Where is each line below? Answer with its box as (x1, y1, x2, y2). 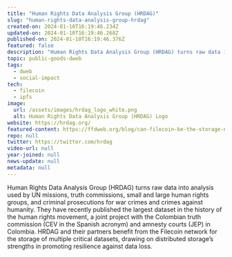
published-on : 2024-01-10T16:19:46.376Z (7, 36, 126, 43)
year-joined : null (7, 151, 60, 159)
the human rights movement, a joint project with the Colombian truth (7, 212, 202, 221)
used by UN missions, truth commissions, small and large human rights (7, 191, 209, 199)
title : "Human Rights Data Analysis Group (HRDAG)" (7, 10, 159, 17)
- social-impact (13, 74, 60, 82)
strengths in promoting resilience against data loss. (7, 242, 153, 250)
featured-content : (7, 126, 60, 133)
